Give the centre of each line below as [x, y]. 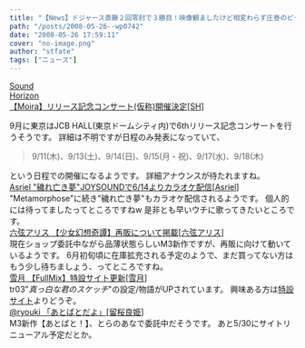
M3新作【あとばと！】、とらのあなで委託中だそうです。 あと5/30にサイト [146, 323]
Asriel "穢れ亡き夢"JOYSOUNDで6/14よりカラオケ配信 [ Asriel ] [124, 187]
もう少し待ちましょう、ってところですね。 [89, 266]
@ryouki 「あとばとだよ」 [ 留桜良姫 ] [77, 312]
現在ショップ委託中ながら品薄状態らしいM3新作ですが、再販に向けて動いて [151, 244]
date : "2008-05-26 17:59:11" [64, 35]
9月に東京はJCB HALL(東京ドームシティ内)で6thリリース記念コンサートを [147, 125]
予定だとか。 [73, 334]
